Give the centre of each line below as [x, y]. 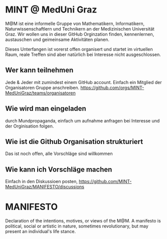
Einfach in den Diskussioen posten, [41, 181]
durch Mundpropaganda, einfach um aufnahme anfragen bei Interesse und [82, 120]
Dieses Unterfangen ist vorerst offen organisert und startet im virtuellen [79, 49]
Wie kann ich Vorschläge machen [59, 169]
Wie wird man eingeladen [46, 109]
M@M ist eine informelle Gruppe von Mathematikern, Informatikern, [75, 23]
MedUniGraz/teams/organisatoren [41, 93]
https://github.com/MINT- [105, 181]
